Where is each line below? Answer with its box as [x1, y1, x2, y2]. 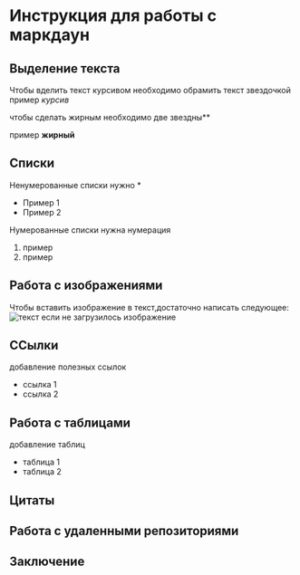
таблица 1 [22, 456, 61, 467]
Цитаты [9, 493, 55, 508]
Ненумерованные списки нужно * [9, 179, 142, 190]
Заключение [9, 554, 85, 570]
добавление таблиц [9, 439, 86, 450]
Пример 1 [22, 196, 61, 208]
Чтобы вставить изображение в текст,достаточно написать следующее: [9, 302, 290, 312]
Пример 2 [22, 206, 62, 217]
